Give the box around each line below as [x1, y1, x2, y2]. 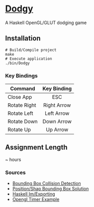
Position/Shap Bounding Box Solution [12, 186, 89, 192]
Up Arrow [46, 126, 69, 133]
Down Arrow [42, 118, 72, 125]
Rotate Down [7, 118, 38, 125]
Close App [7, 94, 32, 101]
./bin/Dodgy [5, 61, 30, 66]
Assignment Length [5, 143, 68, 152]
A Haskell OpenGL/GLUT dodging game [5, 20, 87, 26]
